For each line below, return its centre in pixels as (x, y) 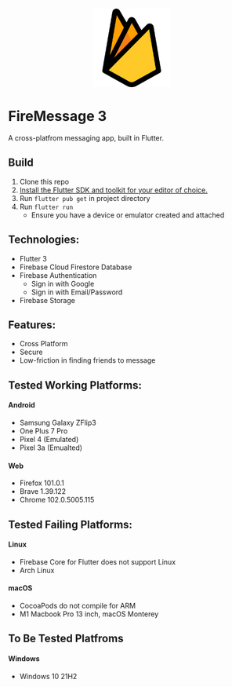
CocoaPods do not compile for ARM (77, 605)
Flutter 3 (33, 258)
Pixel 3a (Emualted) (51, 448)
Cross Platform (43, 344)
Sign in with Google (63, 283)
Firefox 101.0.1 (42, 483)
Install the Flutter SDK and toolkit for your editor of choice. (113, 190)
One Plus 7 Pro (43, 431)
